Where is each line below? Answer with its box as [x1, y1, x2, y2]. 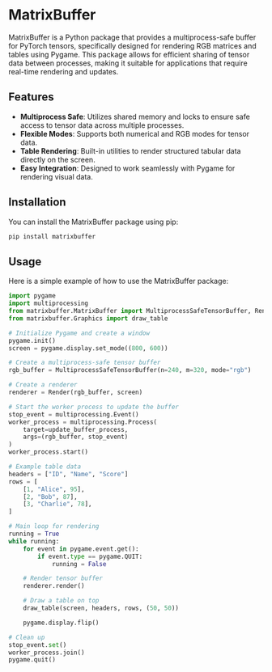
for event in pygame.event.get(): [23, 544, 139, 553]
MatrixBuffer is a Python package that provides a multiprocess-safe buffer [8, 32, 257, 42]
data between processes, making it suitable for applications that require [8, 58, 249, 68]
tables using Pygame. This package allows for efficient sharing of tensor [8, 49, 250, 59]
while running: [8, 537, 60, 545]
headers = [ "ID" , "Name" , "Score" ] [8, 470, 129, 478]
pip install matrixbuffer [8, 232, 96, 240]
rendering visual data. [19, 171, 93, 181]
